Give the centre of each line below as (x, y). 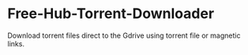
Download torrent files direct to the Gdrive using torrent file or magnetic (124, 35)
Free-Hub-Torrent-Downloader (111, 14)
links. (16, 43)
